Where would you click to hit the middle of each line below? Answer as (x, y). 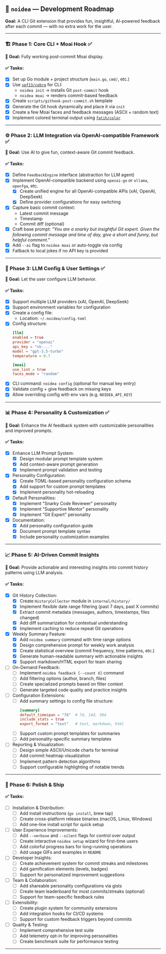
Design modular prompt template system (61, 459)
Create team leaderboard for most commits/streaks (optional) (82, 891)
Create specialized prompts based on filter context (71, 684)
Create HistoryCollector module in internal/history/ (75, 601)
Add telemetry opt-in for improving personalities (69, 936)
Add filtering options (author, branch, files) (63, 678)
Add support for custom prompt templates (62, 486)
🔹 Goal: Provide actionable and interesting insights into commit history (77, 567)
